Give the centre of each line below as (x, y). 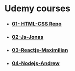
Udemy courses (37, 9)
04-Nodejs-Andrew (36, 63)
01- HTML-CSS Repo (37, 24)
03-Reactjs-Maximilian (40, 50)
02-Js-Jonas (27, 37)
